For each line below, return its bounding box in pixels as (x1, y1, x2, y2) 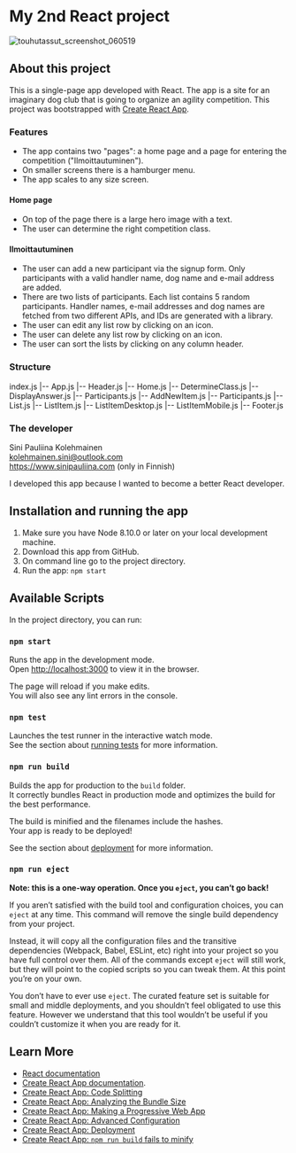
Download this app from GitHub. (21, 546, 140, 557)
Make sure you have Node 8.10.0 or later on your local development (21, 527, 268, 538)
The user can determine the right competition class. (21, 223, 211, 234)
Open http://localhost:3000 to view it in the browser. (9, 663, 200, 674)
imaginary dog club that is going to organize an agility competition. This (9, 94, 270, 105)
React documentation (21, 1068, 101, 1079)
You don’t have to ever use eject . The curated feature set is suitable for (9, 990, 269, 1001)
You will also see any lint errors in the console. (9, 689, 178, 701)
